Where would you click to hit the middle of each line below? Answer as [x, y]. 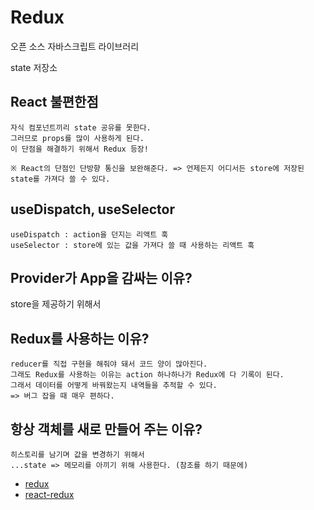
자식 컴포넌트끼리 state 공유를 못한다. [81, 127]
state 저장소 [34, 67]
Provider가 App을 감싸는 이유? [101, 277]
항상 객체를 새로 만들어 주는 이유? [106, 429]
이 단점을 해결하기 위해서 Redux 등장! [79, 149]
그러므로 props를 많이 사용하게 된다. [77, 138]
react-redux [49, 494]
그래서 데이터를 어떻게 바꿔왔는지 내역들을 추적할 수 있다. [114, 386]
